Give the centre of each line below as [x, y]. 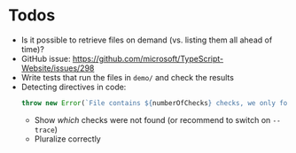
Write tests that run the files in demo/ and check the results [127, 77]
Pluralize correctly [67, 139]
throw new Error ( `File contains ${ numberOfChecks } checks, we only [148, 103]
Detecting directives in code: [74, 87]
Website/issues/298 [58, 68]
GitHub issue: [46, 58]
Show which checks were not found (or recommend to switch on [152, 119]
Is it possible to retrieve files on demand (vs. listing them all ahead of [147, 40]
